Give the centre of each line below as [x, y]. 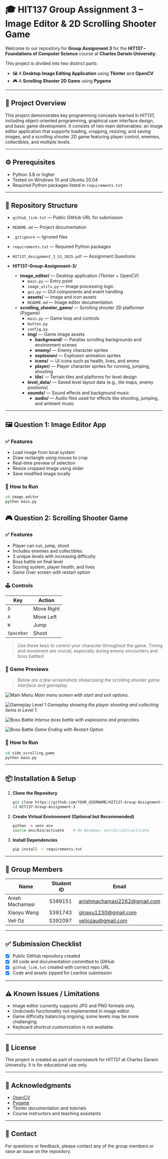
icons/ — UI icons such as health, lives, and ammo [87, 361]
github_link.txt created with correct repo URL [61, 967]
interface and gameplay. [43, 685]
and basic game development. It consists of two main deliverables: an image [84, 126]
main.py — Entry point [50, 281]
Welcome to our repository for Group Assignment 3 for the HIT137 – [76, 48]
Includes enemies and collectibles [47, 551]
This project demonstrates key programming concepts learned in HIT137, [80, 115]
